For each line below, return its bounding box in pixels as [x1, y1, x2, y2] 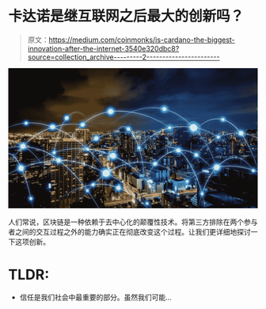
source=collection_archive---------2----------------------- [27, 52, 220, 62]
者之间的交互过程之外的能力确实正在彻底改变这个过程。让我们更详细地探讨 [8, 227, 251, 237]
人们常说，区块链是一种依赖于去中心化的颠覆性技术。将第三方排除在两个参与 [8, 217, 258, 227]
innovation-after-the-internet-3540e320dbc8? [27, 44, 180, 53]
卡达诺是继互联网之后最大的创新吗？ [8, 7, 245, 25]
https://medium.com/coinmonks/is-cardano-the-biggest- [48, 35, 235, 44]
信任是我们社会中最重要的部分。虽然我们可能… [19, 292, 172, 302]
